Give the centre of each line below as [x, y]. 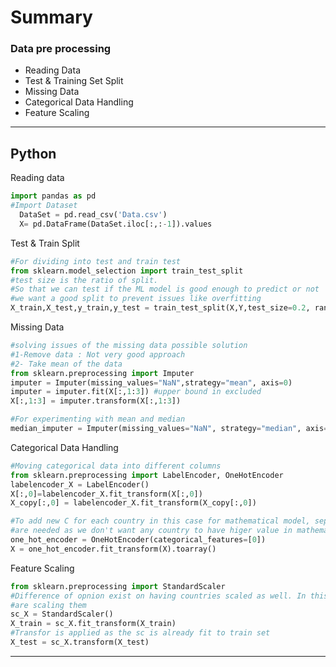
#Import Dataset [44, 206]
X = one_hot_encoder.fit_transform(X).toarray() [113, 549]
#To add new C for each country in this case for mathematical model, [160, 521]
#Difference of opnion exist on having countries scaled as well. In [158, 596]
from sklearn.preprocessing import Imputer [102, 373]
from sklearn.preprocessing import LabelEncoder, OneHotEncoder [147, 475]
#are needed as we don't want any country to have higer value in [151, 531]
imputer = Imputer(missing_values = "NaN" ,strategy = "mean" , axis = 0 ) [151, 382]
